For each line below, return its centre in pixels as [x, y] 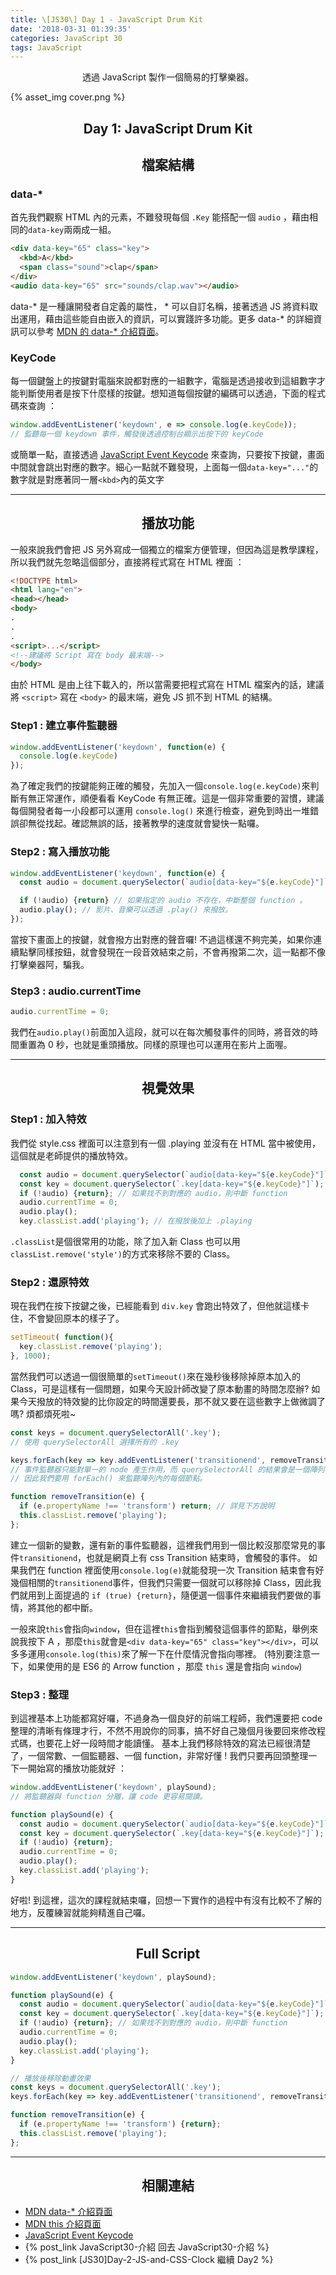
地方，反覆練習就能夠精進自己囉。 [80, 1912]
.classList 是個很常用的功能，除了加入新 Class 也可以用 [125, 1242]
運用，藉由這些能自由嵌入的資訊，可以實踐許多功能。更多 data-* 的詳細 [166, 318]
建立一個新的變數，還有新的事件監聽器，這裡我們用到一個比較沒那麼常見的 [163, 1545]
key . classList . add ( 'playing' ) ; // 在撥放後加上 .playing [136, 1221]
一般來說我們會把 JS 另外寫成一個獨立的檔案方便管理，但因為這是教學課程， [167, 549]
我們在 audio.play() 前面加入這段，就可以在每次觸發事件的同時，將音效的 [160, 1032]
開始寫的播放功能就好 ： [77, 1768]
